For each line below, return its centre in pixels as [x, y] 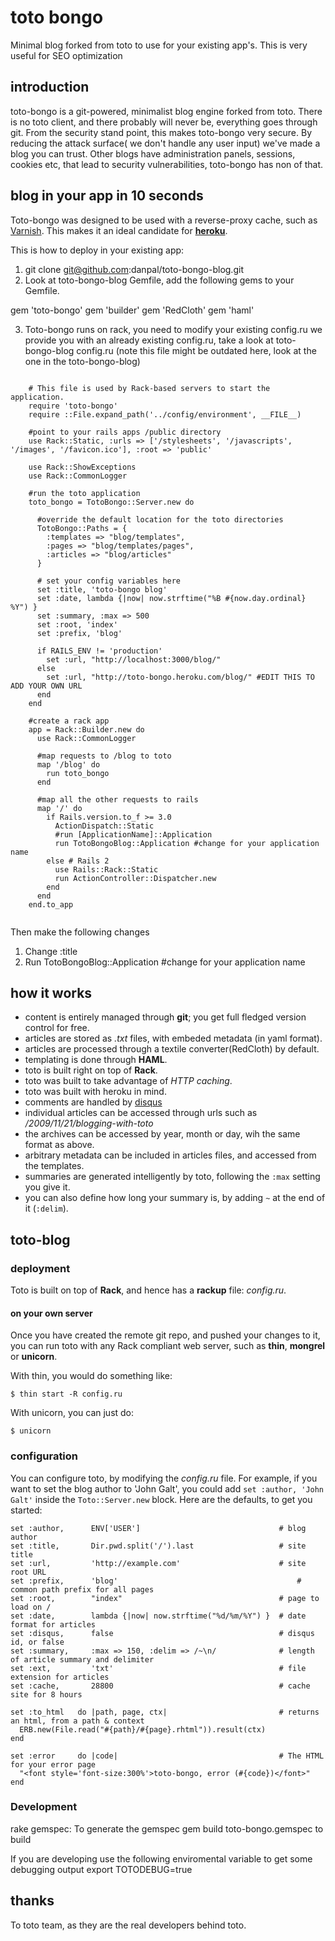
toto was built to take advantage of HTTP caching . [128, 1081]
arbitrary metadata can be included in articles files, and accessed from [170, 1155]
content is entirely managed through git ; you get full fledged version [165, 1017]
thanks [32, 1901]
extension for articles [60, 1677]
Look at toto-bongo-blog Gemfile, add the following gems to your [159, 280]
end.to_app [51, 904]
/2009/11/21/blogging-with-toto [89, 1123]
